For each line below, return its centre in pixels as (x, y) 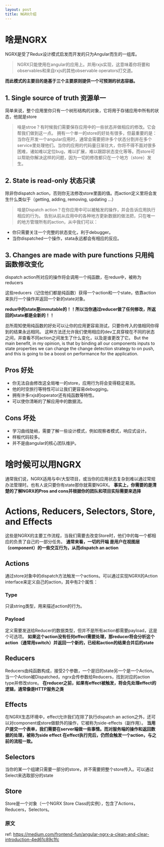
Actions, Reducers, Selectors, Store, (80, 511)
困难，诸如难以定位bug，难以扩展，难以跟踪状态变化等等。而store (84, 151)
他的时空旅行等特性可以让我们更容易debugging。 (61, 389)
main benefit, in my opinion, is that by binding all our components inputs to (80, 343)
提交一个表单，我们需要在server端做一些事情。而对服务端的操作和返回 (80, 729)
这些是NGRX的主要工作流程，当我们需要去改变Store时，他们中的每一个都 (79, 536)
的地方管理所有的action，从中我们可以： (58, 222)
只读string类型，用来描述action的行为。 (45, 606)
